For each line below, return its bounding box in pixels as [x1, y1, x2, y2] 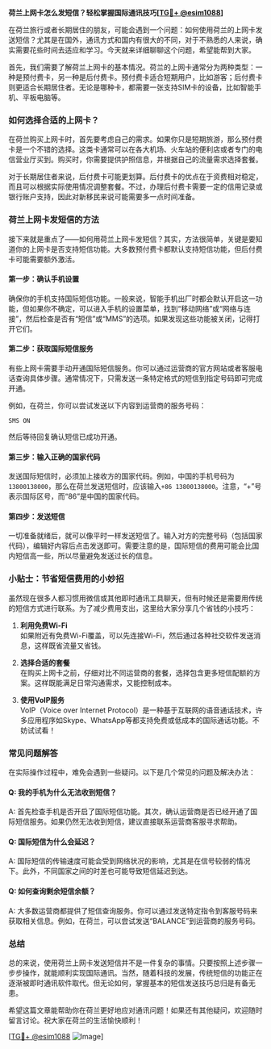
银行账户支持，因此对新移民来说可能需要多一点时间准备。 [8, 192, 199, 202]
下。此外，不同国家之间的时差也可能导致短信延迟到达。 [8, 867, 192, 876]
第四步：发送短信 [8, 512, 65, 521]
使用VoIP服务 [19, 695, 65, 704]
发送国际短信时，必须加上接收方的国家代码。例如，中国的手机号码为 [8, 471, 235, 481]
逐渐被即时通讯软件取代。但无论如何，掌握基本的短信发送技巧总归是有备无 [8, 978, 256, 988]
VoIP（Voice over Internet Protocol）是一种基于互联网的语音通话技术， [19, 705, 256, 715]
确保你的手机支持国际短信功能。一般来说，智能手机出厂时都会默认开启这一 [8, 294, 256, 303]
